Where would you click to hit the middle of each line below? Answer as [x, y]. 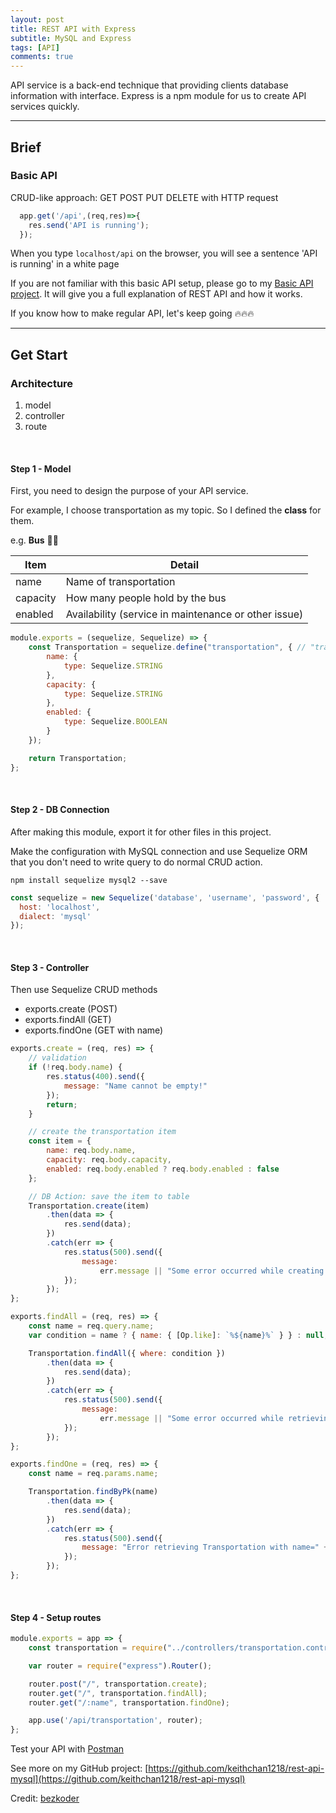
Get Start [39, 354]
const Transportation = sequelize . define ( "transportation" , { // [167, 647]
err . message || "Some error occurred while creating [212, 1271]
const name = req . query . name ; [91, 1326]
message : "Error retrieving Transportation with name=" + [205, 1547]
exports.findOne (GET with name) [94, 1030]
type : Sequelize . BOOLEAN [115, 722]
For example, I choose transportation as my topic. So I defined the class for [166, 510]
